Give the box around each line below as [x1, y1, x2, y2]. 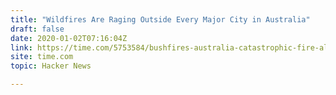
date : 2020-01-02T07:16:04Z [10, 33, 128, 43]
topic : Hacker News [10, 61, 92, 71]
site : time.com [10, 52, 74, 62]
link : [10, 42, 33, 53]
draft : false [10, 24, 65, 34]
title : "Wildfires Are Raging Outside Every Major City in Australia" [10, 14, 311, 25]
